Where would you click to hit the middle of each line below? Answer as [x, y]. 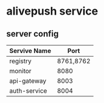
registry [20, 61]
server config [33, 34]
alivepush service [52, 11]
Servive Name [30, 51]
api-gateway [28, 81]
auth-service [28, 91]
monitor [20, 71]
